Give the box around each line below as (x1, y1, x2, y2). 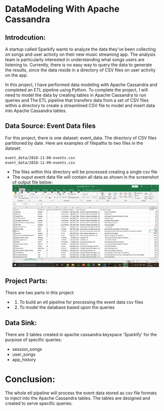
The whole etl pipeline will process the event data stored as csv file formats (5, 390, 157, 396)
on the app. (5, 72, 28, 78)
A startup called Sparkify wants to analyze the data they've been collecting (5, 46, 156, 52)
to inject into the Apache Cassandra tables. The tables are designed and (5, 395, 150, 401)
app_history (12, 357, 36, 363)
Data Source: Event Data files (5, 122, 96, 130)
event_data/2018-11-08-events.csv (5, 155, 76, 160)
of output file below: (12, 179, 53, 185)
